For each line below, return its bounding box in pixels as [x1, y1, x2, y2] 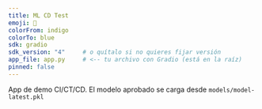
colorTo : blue [8, 33, 55, 42]
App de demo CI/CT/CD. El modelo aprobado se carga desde [8, 85, 207, 94]
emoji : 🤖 [8, 19, 37, 27]
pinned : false [8, 63, 55, 71]
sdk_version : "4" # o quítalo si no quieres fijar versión [8, 48, 222, 56]
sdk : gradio [8, 41, 47, 49]
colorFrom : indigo [8, 26, 69, 34]
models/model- [208, 86, 256, 94]
